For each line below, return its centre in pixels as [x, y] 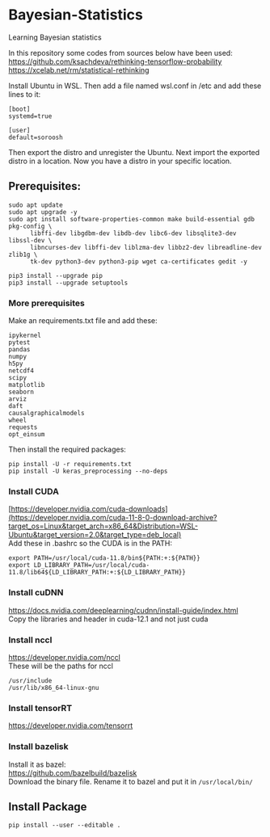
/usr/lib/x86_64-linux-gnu [54, 688]
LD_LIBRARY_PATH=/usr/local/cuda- [92, 566]
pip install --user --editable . [65, 826]
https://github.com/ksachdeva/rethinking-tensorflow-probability [115, 61]
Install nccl [30, 640]
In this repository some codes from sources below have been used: [120, 53]
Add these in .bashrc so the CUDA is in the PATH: [90, 544]
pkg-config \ [30, 226]
